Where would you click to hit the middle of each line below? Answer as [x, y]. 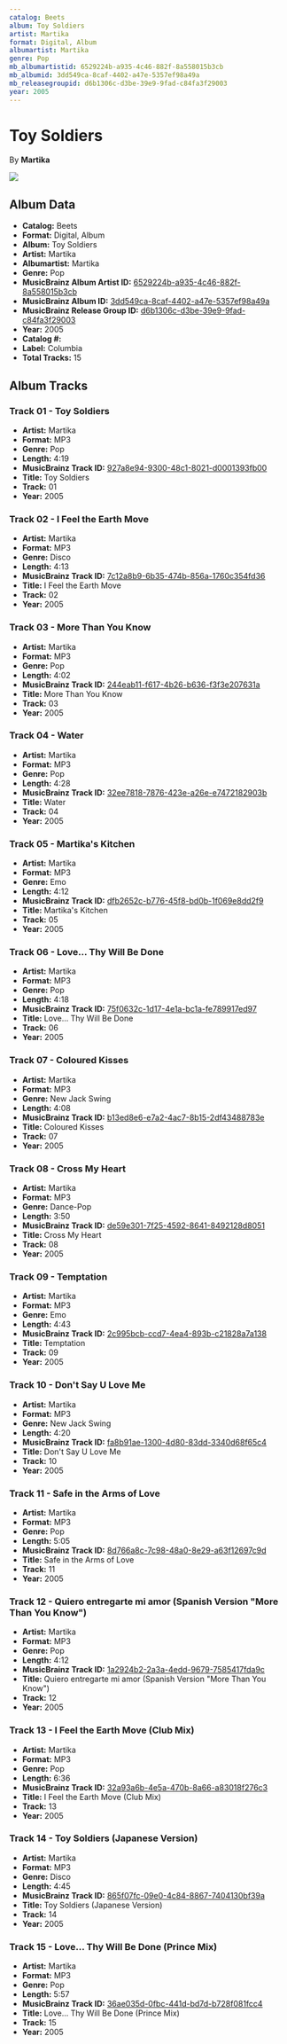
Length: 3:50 [46, 1217]
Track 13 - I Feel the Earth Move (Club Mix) [102, 1730]
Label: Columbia [52, 348]
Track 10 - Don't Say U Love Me [78, 1385]
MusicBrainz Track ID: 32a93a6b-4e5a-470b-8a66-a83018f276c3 [145, 1787]
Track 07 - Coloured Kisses [69, 1061]
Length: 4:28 [46, 783]
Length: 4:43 [46, 1324]
